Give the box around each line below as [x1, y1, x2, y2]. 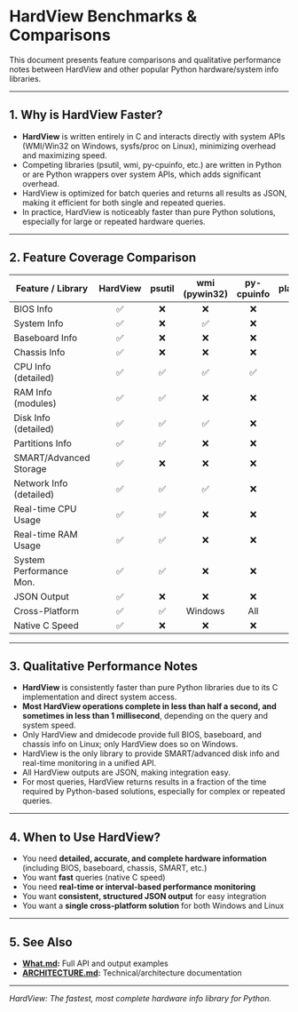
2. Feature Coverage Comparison [9, 251, 197, 266]
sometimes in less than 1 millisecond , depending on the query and [21, 711, 269, 721]
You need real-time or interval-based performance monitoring [21, 881, 255, 892]
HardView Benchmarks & [9, 6, 198, 27]
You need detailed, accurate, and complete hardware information [21, 853, 268, 864]
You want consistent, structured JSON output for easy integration [21, 891, 267, 902]
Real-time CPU [13, 502, 77, 514]
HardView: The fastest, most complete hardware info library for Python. [9, 993, 272, 1003]
